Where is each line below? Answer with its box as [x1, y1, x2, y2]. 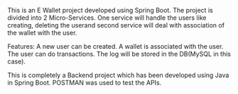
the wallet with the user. [7, 28, 77, 37]
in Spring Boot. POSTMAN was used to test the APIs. [7, 78, 162, 87]
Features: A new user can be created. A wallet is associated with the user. [7, 42, 224, 50]
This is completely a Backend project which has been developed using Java [7, 71, 229, 79]
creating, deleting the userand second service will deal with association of [7, 21, 225, 29]
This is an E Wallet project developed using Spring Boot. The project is [7, 6, 213, 14]
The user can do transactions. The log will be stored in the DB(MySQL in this [7, 49, 231, 58]
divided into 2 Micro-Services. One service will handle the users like [7, 13, 207, 22]
